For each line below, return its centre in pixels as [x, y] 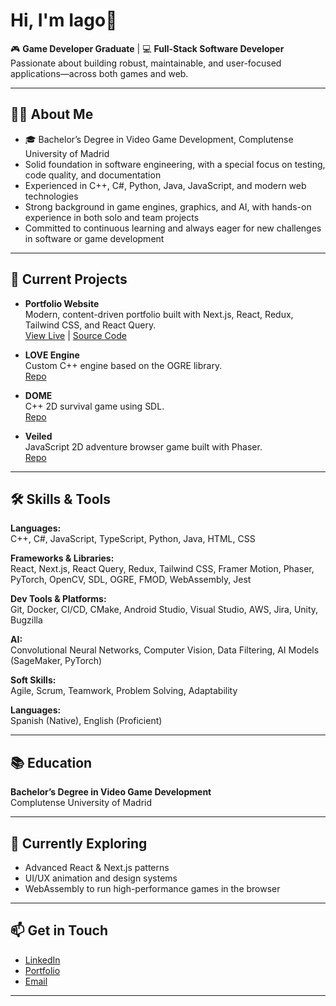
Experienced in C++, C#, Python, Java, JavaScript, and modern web [165, 185]
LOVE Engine [52, 355]
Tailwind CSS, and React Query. [90, 325]
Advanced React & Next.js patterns [97, 867]
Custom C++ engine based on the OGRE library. [123, 365]
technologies [51, 196]
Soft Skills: [33, 680]
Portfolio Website [62, 303]
